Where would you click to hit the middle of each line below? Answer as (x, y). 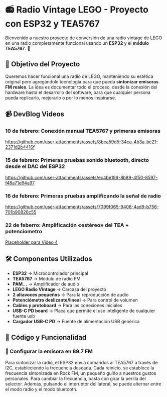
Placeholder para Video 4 (32, 242)
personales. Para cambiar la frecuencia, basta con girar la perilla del (76, 378)
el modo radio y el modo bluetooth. (41, 389)
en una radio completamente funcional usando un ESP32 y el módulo (77, 43)
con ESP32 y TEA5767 (53, 24)
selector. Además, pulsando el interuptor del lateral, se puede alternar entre (83, 384)
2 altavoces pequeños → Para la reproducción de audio (70, 295)
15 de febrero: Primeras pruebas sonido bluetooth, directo (77, 160)
